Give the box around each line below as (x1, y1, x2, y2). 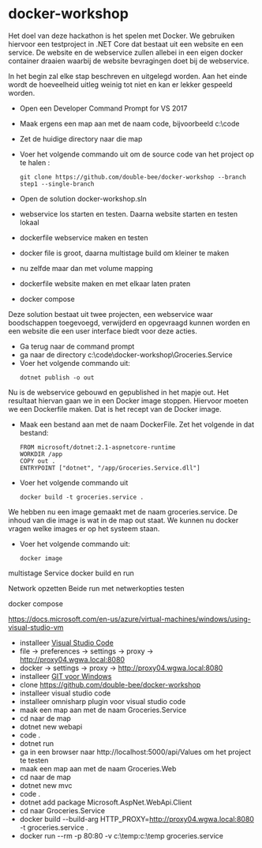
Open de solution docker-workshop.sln (19, 194, 148, 203)
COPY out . (19, 457, 56, 465)
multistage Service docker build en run (8, 568, 134, 578)
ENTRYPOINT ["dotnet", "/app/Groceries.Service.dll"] (19, 464, 200, 472)
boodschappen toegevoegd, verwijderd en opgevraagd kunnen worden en (8, 318, 251, 327)
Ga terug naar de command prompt (19, 341, 135, 351)
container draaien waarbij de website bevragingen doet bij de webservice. (8, 56, 250, 66)
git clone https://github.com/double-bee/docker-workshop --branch (19, 173, 246, 181)
